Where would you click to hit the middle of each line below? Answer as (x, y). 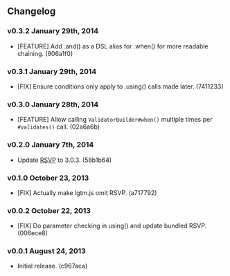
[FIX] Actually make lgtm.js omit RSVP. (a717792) (87, 192)
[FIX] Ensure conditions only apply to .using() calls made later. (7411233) (120, 86)
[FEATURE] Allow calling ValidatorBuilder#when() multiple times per (115, 120)
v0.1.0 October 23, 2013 (48, 178)
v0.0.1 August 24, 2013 (47, 251)
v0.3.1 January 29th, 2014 (52, 71)
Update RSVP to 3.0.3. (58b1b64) (64, 160)
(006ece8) (33, 233)
